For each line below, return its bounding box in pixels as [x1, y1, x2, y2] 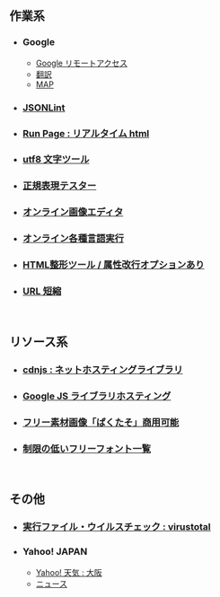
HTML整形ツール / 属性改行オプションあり [22, 259, 205, 271]
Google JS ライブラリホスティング [22, 390, 172, 402]
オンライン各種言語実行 [22, 233, 124, 245]
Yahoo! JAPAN [22, 546, 88, 558]
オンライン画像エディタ [22, 206, 124, 218]
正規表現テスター [22, 180, 97, 192]
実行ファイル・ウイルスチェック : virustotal [22, 521, 211, 533]
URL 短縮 [22, 285, 62, 298]
